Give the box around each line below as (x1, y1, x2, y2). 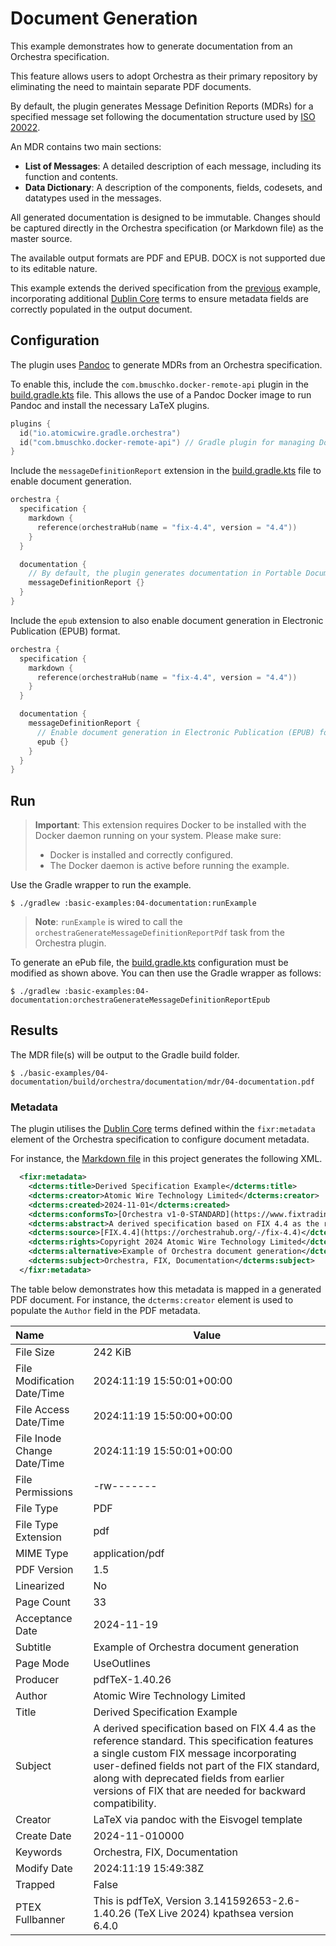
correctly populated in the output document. (10, 303, 193, 315)
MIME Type (15, 1546, 69, 1560)
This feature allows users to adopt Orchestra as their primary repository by (10, 70, 318, 82)
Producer (15, 1672, 60, 1686)
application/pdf (93, 1546, 165, 1560)
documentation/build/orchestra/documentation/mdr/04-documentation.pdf (10, 1077, 315, 1087)
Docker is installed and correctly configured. (49, 849, 234, 861)
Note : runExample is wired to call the (34, 916, 183, 928)
